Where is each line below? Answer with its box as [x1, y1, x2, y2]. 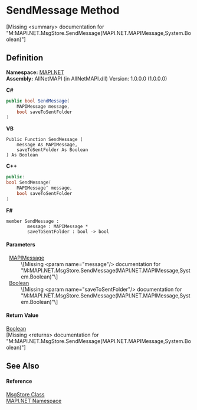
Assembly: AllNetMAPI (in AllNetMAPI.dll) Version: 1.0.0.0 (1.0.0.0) [6, 75, 168, 82]
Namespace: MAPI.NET [6, 69, 65, 76]
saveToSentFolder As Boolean [17, 147, 88, 153]
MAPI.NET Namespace [6, 397, 62, 404]
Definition [6, 53, 43, 63]
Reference [6, 377, 32, 385]
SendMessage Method [6, 4, 120, 17]
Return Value [6, 312, 39, 319]
